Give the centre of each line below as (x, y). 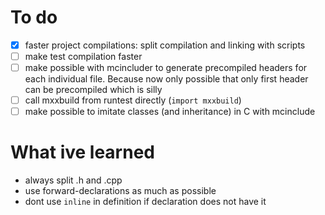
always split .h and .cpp (73, 180)
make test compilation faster (83, 56)
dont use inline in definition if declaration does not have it (145, 202)
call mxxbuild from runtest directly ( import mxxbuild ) (133, 100)
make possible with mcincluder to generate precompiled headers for (166, 68)
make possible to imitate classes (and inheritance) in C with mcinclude (170, 112)
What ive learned (82, 152)
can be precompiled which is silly (93, 90)
